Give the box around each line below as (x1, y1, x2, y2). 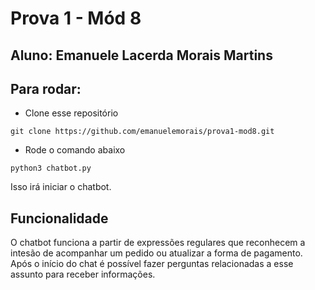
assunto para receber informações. (10, 268, 156, 281)
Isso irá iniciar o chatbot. (10, 181, 112, 193)
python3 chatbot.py (10, 163, 92, 174)
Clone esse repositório (24, 107, 119, 119)
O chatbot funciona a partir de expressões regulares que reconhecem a (10, 237, 306, 249)
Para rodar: (10, 80, 82, 97)
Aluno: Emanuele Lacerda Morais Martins (10, 47, 273, 64)
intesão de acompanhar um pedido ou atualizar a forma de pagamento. (10, 247, 303, 259)
